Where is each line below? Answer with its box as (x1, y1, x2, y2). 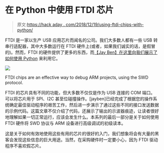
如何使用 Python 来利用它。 (5, 55, 61, 61)
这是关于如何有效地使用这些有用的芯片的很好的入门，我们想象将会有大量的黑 (5, 131, 159, 136)
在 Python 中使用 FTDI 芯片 (5, 4, 114, 16)
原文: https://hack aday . (17, 22, 65, 27)
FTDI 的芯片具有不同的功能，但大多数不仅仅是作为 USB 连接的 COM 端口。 (5, 89, 155, 95)
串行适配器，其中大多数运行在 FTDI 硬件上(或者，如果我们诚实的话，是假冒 (5, 43, 156, 49)
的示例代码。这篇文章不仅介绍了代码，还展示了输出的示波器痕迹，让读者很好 (5, 108, 159, 114)
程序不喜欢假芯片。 (5, 143, 44, 149)
